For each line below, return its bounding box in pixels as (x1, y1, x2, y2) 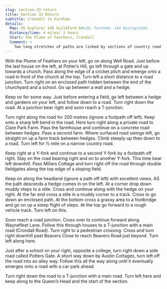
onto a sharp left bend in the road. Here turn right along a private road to (5, 119, 154, 125)
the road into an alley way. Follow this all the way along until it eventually (5, 258, 154, 264)
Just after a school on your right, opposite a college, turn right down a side (5, 247, 158, 253)
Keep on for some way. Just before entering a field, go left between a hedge (5, 94, 162, 100)
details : (5, 21, 23, 26)
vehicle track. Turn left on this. (5, 207, 68, 213)
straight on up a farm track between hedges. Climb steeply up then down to (5, 135, 161, 141)
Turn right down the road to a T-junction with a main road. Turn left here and (5, 273, 162, 279)
